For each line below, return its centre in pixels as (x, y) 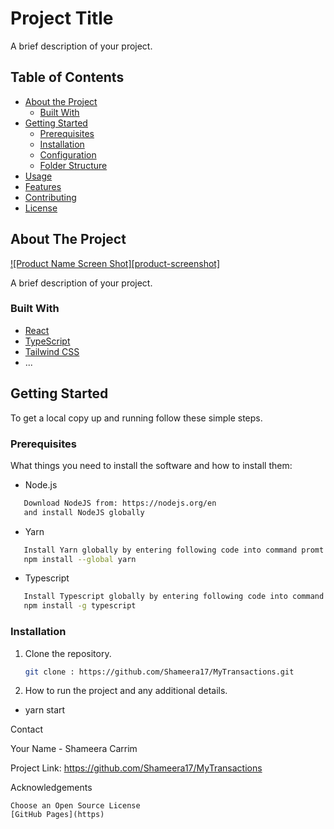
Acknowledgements (51, 788)
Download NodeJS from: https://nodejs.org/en (120, 503)
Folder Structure (73, 165)
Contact (26, 729)
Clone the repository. (68, 653)
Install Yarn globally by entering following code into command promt (174, 550)
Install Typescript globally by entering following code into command (174, 597)
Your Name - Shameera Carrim (74, 749)
